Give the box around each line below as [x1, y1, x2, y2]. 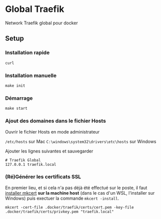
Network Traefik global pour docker [5, 20, 78, 26]
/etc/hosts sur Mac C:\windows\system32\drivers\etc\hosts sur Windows [5, 138, 157, 145]
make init [5, 83, 26, 88]
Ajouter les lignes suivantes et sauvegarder [5, 148, 93, 154]
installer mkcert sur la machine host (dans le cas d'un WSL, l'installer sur [5, 190, 155, 196]
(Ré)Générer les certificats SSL [5, 173, 81, 180]
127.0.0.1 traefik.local [5, 162, 56, 167]
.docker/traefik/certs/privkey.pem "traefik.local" [5, 209, 114, 214]
